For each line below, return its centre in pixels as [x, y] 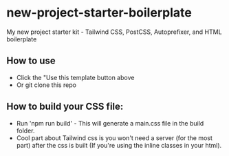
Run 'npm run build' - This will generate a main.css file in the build [110, 123]
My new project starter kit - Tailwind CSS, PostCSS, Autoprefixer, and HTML [114, 32]
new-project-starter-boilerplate [99, 13]
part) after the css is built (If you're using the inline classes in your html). [119, 145]
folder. [25, 130]
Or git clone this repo [46, 85]
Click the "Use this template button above [75, 77]
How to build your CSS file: [65, 107]
